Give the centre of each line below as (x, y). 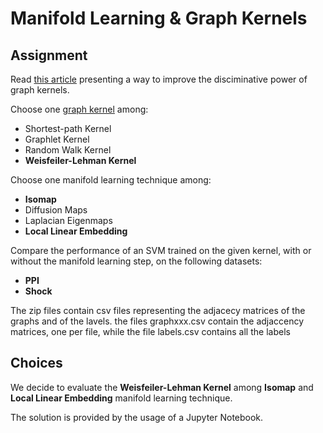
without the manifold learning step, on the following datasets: (136, 261)
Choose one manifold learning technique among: (111, 180)
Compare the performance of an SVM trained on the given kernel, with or (161, 250)
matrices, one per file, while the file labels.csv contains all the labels (150, 331)
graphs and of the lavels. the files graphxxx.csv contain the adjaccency (157, 321)
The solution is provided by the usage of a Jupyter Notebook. (137, 417)
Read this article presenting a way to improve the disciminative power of (159, 79)
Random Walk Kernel (68, 150)
